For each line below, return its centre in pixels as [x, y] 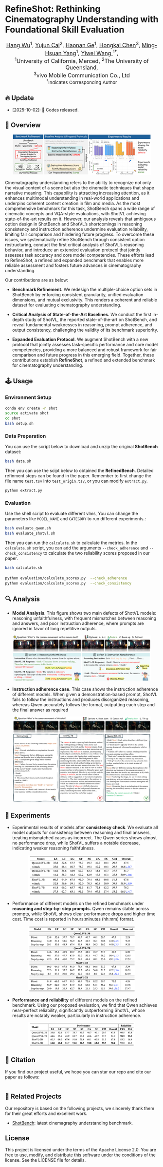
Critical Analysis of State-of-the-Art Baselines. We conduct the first [82, 314]
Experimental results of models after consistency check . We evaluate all [85, 827]
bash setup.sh [19, 424]
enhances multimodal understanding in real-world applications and [72, 198]
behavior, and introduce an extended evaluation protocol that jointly [73, 250]
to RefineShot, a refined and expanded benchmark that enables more [74, 260]
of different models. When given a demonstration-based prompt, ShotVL [85, 695]
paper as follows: [22, 1077]
